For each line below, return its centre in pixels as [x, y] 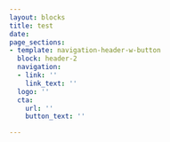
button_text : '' [56, 116]
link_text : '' [51, 83]
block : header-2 [47, 59]
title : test [31, 26]
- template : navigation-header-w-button [85, 51]
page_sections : [37, 42]
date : [19, 34]
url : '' [39, 108]
